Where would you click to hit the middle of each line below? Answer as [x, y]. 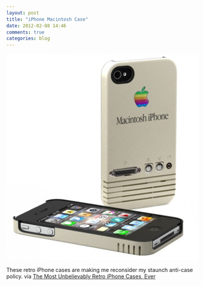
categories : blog [28, 39]
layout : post [23, 13]
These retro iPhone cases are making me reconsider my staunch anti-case [100, 270]
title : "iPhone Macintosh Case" [47, 19]
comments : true [26, 32]
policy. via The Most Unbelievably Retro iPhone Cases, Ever [81, 276]
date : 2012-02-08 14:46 [36, 26]
